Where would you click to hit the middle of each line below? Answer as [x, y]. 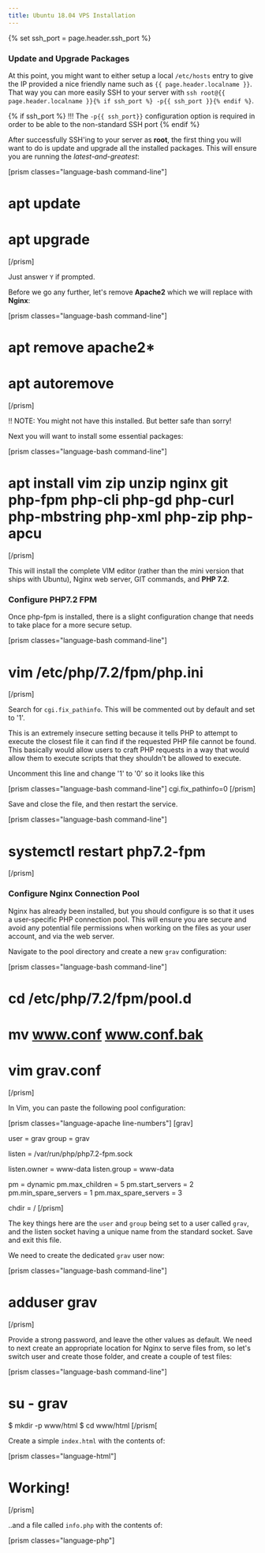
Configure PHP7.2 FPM [52, 600]
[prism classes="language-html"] [62, 1456]
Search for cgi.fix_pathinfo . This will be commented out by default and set [132, 709]
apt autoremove [61, 384]
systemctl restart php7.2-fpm [107, 851]
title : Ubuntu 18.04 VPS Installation [72, 15]
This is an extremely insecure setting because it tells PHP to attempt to [123, 733]
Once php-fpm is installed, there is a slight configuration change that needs [131, 617]
